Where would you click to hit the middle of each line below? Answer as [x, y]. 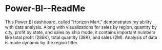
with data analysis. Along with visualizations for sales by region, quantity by [81, 27]
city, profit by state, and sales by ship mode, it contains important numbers [80, 32]
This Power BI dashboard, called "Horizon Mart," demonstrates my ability [79, 22]
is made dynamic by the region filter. [42, 42]
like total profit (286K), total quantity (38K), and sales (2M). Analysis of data [81, 37]
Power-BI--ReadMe [45, 8]
